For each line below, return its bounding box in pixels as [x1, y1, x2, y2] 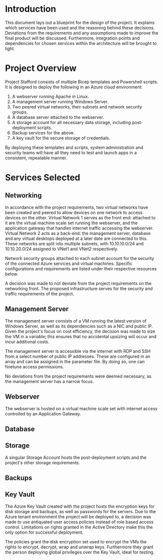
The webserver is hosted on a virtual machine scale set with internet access [5, 406, 158, 411]
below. [5, 271, 18, 277]
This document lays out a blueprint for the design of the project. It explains [5, 20, 155, 25]
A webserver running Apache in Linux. [12, 93, 89, 99]
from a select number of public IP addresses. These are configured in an [5, 353, 151, 359]
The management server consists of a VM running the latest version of [5, 318, 147, 323]
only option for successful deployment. [5, 529, 84, 535]
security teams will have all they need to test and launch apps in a [5, 150, 137, 155]
